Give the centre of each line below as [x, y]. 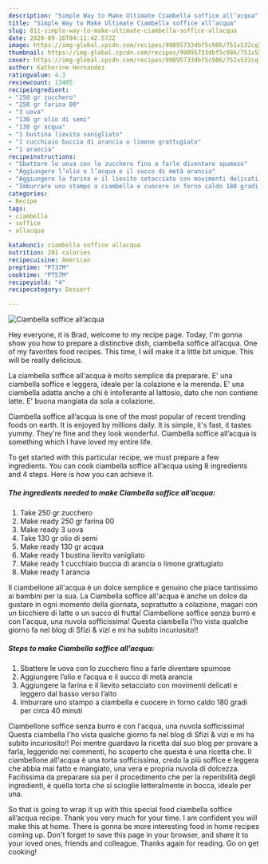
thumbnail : [26, 53]
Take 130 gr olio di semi [59, 539]
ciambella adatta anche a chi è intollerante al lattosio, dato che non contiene [133, 393]
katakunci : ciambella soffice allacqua [75, 245]
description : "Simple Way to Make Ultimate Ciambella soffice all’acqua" [134, 16]
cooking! [23, 852]
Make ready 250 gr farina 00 [67, 521]
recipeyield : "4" [37, 282]
